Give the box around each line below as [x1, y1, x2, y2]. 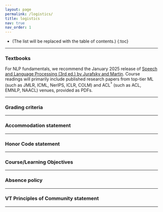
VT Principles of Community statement [5, 195, 99, 202]
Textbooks [5, 55, 31, 62]
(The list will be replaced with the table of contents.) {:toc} [12, 38, 129, 44]
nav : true [5, 20, 25, 26]
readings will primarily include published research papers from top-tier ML [5, 76, 154, 82]
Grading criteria [5, 104, 43, 110]
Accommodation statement [5, 122, 71, 129]
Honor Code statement [5, 140, 60, 147]
